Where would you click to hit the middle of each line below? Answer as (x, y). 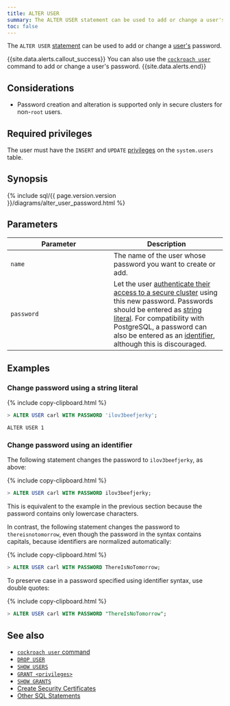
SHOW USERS (33, 667)
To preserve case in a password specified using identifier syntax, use (105, 581)
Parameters (33, 224)
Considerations (41, 88)
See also (26, 636)
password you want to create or (165, 264)
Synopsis (27, 179)
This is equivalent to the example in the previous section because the (105, 507)
